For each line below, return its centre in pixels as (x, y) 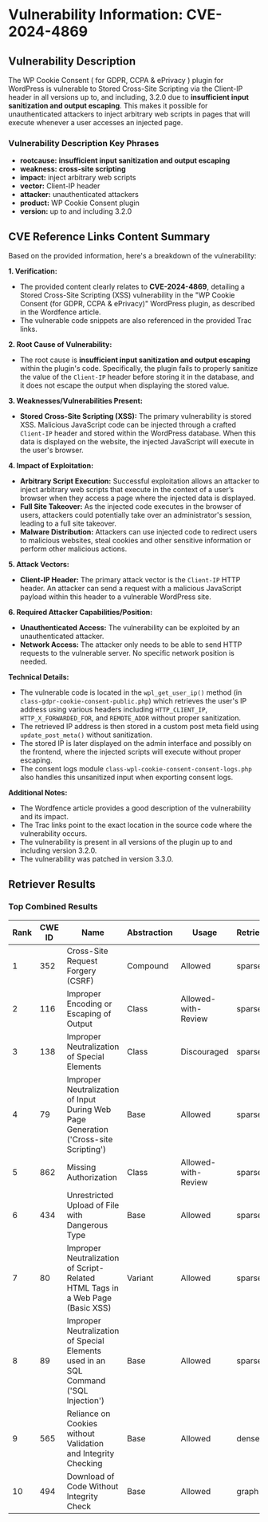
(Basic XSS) (89, 1307)
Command (86, 1380)
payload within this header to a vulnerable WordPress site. (115, 597)
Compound (148, 965)
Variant (140, 1278)
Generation (88, 1129)
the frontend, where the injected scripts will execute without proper (130, 752)
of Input (81, 1099)
